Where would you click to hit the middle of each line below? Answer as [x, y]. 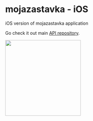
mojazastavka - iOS [47, 9]
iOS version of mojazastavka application [47, 23]
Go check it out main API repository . [42, 33]
